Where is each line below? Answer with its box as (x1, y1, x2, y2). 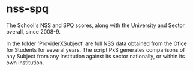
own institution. (6, 59, 44, 66)
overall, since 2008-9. (6, 28, 61, 35)
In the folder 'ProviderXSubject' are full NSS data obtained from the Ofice (6, 40, 188, 47)
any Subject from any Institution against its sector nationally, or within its (6, 52, 185, 60)
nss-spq (6, 2, 49, 16)
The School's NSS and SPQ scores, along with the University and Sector (6, 22, 185, 29)
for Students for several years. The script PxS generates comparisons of (6, 46, 185, 53)
